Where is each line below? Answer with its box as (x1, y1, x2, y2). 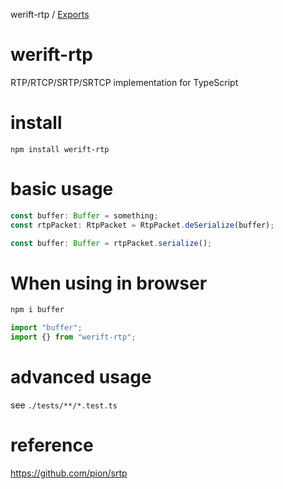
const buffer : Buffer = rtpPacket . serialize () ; (10, 238, 213, 248)
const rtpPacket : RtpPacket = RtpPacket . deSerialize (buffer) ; (10, 220, 275, 230)
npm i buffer (10, 305, 65, 315)
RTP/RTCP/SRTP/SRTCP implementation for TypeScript (10, 76, 239, 88)
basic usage (10, 178, 114, 201)
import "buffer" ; (10, 323, 83, 333)
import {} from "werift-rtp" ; (10, 332, 137, 343)
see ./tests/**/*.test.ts (10, 399, 118, 411)
